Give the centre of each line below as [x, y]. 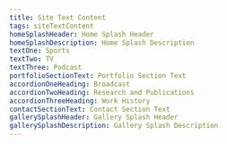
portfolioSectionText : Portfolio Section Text [98, 76]
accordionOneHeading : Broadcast [70, 84]
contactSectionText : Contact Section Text [90, 109]
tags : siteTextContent [52, 26]
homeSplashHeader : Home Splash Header [82, 34]
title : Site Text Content [57, 17]
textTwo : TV [31, 59]
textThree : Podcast [46, 68]
